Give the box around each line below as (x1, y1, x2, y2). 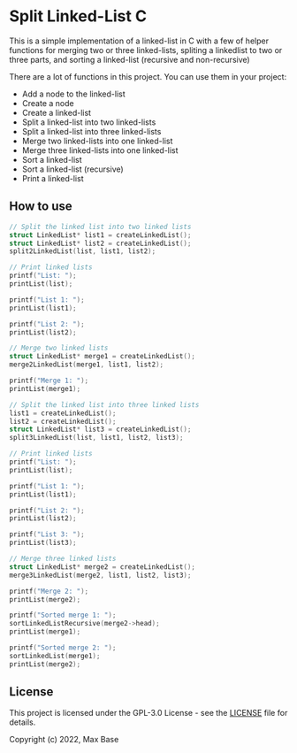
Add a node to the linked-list (21, 88, 126, 99)
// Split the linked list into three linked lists (9, 400, 200, 409)
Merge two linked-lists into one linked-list (21, 135, 173, 146)
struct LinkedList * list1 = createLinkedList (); (9, 230, 192, 240)
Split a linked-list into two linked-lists (21, 117, 156, 127)
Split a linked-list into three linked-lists (21, 126, 162, 136)
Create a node (21, 97, 74, 108)
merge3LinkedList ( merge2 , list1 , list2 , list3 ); (9, 571, 192, 580)
